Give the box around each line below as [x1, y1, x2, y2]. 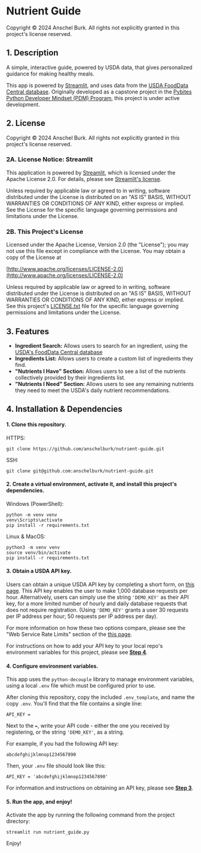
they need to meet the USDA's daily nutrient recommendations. [14, 387, 170, 394]
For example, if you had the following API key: [6, 740, 119, 747]
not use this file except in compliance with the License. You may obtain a [6, 248, 185, 255]
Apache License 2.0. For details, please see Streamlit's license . [6, 175, 162, 182]
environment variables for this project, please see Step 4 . [6, 649, 148, 656]
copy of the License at [6, 254, 62, 261]
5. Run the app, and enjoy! [6, 798, 73, 805]
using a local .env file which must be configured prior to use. [6, 682, 156, 689]
